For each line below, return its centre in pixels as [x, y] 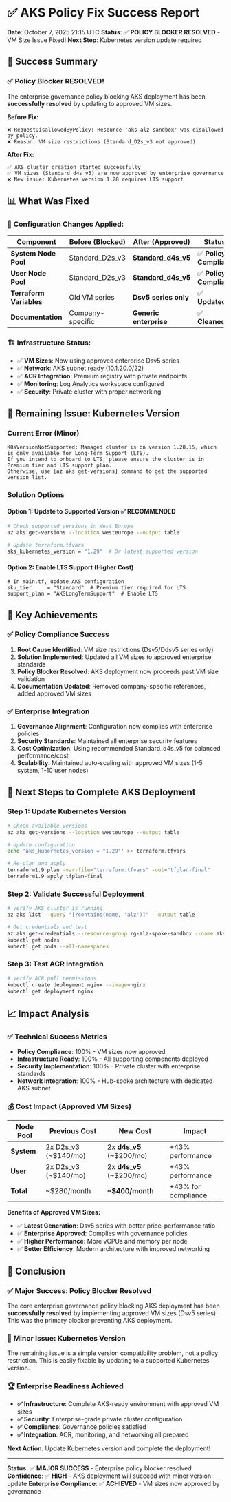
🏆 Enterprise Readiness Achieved [65, 1386]
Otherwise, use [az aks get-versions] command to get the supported [107, 471]
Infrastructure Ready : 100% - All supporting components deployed [112, 1059]
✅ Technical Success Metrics [57, 1037]
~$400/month [131, 1191]
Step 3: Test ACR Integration [56, 964]
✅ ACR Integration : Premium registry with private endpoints [102, 376]
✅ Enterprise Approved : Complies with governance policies [102, 1234]
